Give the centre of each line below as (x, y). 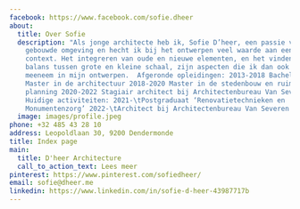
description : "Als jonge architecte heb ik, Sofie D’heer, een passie (151, 42)
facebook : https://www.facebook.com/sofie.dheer (101, 17)
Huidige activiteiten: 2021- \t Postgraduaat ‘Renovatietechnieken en (155, 100)
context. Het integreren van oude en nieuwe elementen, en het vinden (159, 59)
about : (21, 26)
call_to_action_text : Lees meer (78, 166)
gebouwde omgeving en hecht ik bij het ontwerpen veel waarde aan (151, 51)
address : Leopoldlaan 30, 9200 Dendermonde (92, 133)
